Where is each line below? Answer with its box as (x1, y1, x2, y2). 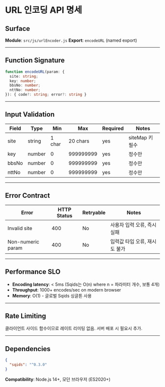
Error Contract (5, 191, 50, 200)
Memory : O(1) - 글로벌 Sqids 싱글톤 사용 (12, 293, 92, 298)
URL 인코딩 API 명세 (5, 4, 82, 16)
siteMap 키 (128, 134, 153, 141)
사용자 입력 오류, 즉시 (110, 221, 157, 228)
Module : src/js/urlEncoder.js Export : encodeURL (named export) (5, 37, 137, 43)
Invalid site (7, 225, 32, 232)
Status (56, 212, 73, 219)
